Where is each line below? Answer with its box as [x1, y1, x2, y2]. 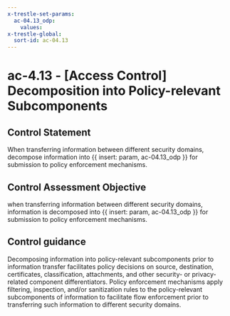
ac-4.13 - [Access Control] [7, 68, 167, 84]
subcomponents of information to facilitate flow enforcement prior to [7, 292, 209, 301]
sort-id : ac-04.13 [14, 37, 69, 44]
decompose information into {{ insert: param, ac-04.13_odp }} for [7, 153, 198, 161]
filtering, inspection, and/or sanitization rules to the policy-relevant [7, 285, 203, 293]
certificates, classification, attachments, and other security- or [7, 270, 191, 278]
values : [20, 24, 43, 31]
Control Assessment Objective [7, 181, 147, 193]
